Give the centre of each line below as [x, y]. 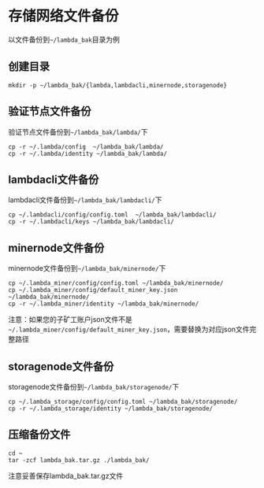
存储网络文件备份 [64, 16]
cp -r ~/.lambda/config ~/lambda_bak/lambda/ [86, 146]
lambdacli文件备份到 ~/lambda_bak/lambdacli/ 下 [85, 200]
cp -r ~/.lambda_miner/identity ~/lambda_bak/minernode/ [104, 304]
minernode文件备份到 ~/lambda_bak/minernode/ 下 [87, 268]
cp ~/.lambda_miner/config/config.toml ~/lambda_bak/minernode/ [116, 283]
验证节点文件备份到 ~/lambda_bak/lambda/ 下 [78, 131]
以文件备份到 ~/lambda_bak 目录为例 [64, 39]
